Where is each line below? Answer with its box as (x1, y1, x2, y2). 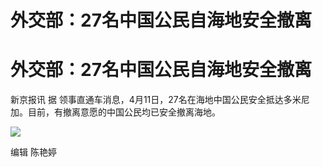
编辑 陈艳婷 (10, 146, 57, 158)
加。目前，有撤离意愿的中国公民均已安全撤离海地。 (10, 106, 221, 118)
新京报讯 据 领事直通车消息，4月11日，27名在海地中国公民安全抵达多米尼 (10, 94, 310, 106)
